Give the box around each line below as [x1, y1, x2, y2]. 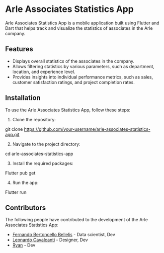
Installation [5, 93, 41, 102]
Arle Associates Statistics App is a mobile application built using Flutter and [5, 20, 160, 26]
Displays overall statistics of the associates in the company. [12, 58, 135, 64]
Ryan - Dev [12, 242, 36, 248]
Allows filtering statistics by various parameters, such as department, [12, 63, 155, 69]
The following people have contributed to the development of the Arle [5, 217, 148, 223]
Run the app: [12, 179, 39, 185]
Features [5, 45, 33, 53]
